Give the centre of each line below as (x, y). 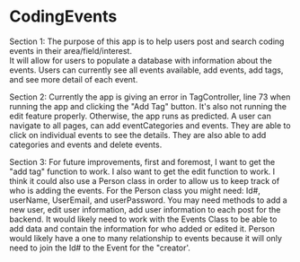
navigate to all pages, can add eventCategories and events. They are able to (150, 125)
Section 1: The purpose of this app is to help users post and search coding (147, 41)
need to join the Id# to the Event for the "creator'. (100, 248)
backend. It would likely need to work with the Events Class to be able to (143, 219)
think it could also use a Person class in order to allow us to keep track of (145, 180)
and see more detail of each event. (74, 79)
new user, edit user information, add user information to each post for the (145, 209)
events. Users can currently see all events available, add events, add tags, (146, 70)
